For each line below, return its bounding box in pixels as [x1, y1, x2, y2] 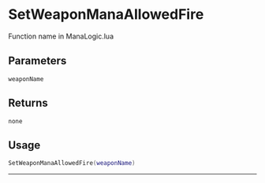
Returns [8, 97, 49, 110]
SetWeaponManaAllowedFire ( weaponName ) [8, 159, 136, 167]
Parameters [8, 54, 67, 68]
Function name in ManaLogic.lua [8, 31, 114, 41]
